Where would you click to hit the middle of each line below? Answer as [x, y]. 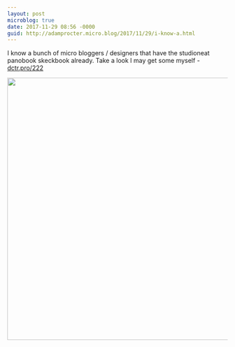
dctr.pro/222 [26, 68]
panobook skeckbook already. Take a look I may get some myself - [104, 61]
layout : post [26, 14]
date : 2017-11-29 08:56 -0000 [51, 27]
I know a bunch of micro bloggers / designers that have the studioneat [108, 53]
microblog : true [31, 20]
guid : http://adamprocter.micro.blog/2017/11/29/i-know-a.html [101, 33]
